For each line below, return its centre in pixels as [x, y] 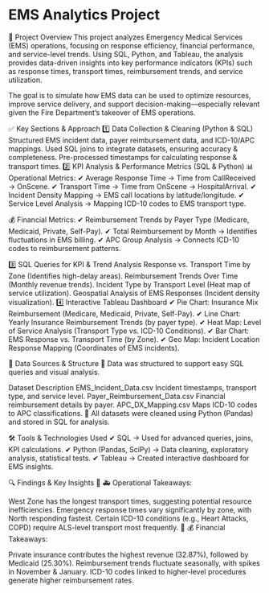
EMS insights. [31, 466]
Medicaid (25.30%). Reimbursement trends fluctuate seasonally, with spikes [134, 563]
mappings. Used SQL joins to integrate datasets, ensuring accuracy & [123, 148]
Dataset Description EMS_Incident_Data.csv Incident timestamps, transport [132, 387]
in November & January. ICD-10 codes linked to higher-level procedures [127, 571]
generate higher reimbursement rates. [71, 580]
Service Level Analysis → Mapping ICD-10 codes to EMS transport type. [127, 204]
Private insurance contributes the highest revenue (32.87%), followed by [128, 554]
